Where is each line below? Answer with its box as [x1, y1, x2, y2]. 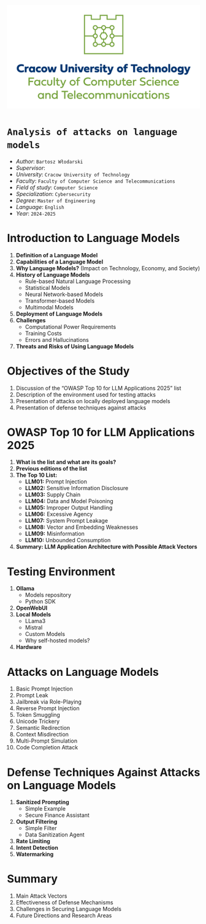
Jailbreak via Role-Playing [15, 698, 82, 706]
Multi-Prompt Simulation [15, 737, 78, 744]
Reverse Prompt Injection [15, 705, 80, 712]
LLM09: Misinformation [25, 530, 85, 537]
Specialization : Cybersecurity [15, 190, 91, 197]
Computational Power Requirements [25, 323, 116, 330]
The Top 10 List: [15, 471, 58, 479]
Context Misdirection [15, 731, 69, 738]
